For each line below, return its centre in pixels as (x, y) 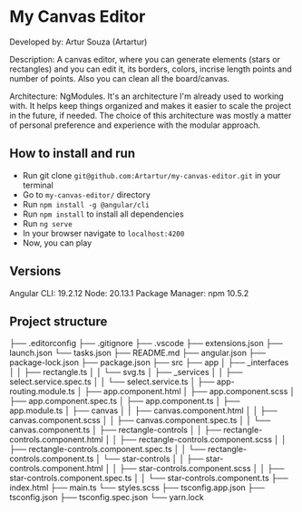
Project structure (58, 321)
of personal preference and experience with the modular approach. (135, 125)
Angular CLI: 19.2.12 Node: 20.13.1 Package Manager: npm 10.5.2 (129, 293)
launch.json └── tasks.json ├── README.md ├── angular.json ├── (137, 353)
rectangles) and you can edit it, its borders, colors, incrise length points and (151, 69)
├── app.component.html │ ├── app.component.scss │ (190, 391)
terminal (38, 185)
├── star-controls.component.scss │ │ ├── (202, 469)
